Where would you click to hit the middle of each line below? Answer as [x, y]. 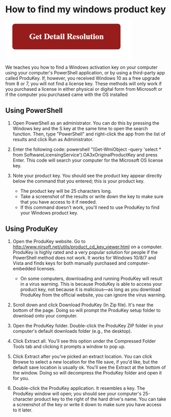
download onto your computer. [45, 315]
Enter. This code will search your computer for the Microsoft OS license [88, 160]
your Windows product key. [49, 213]
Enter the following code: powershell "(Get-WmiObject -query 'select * [87, 149]
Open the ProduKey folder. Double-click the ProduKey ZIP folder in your [88, 325]
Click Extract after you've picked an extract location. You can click [82, 356]
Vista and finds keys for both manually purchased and [69, 263]
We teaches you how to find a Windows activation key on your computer [82, 67]
